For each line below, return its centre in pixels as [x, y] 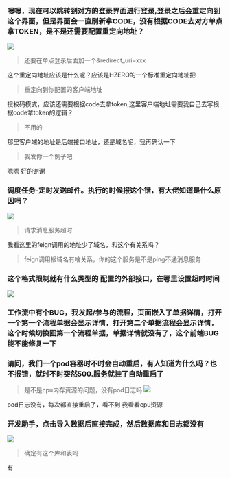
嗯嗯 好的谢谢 [26, 171]
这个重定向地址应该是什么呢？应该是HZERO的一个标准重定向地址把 [102, 75]
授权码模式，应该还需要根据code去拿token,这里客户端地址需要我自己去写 [110, 104]
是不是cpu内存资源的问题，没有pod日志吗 [83, 390]
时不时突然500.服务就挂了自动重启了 [103, 374]
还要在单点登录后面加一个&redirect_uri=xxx [85, 60]
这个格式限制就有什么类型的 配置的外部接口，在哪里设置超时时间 [113, 278]
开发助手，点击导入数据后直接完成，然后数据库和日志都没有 [106, 425]
